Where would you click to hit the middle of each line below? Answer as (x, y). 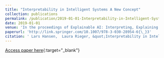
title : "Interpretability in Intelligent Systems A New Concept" (73, 9)
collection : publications (31, 14)
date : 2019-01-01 (23, 23)
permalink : (16, 18)
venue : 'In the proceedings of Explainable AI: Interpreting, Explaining (82, 28)
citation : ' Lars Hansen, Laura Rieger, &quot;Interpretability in (76, 37)
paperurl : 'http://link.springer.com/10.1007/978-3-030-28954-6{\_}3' (78, 32)
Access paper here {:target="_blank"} (42, 50)
